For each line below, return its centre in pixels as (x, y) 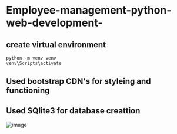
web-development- (54, 23)
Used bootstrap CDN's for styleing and (79, 81)
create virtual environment (56, 45)
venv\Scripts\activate (34, 63)
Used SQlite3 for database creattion (73, 111)
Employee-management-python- (89, 10)
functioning (28, 91)
